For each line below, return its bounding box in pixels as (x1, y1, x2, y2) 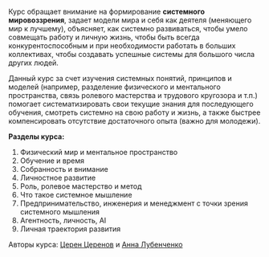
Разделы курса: (8, 132, 65, 141)
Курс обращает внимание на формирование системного (8, 7, 205, 16)
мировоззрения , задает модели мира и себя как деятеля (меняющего (8, 15, 252, 25)
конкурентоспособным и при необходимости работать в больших (8, 41, 236, 51)
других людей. (8, 58, 59, 67)
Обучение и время (19, 156, 84, 165)
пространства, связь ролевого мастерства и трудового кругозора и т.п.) (8, 91, 259, 100)
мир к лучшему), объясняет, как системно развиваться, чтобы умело (8, 24, 248, 33)
